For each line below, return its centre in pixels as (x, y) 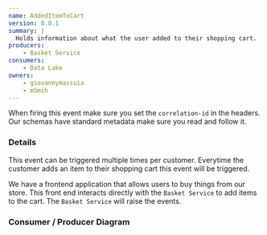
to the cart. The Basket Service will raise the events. (95, 201)
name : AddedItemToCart (46, 16)
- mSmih (35, 90)
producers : (27, 46)
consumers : (27, 61)
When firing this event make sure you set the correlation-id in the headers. (134, 113)
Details (23, 143)
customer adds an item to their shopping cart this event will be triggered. (129, 168)
